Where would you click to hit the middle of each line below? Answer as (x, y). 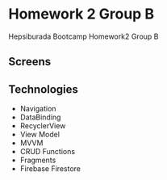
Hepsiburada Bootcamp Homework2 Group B (83, 36)
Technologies (44, 89)
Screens (29, 62)
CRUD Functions (47, 152)
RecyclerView (43, 126)
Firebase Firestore (50, 169)
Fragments (38, 160)
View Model (40, 135)
